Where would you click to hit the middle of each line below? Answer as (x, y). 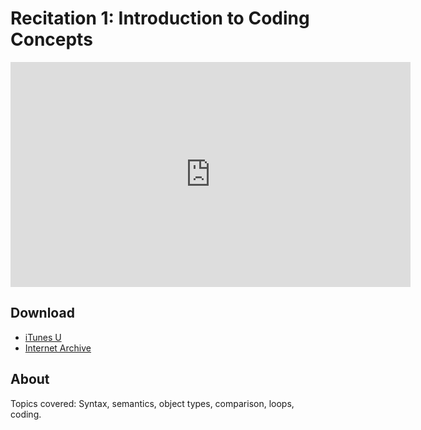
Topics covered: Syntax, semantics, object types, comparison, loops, (152, 403)
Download (42, 313)
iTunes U (43, 337)
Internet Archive (58, 348)
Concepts (51, 39)
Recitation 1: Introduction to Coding (160, 18)
